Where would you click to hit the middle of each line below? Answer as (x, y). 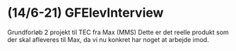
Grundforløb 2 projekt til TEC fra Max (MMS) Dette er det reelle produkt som (118, 32)
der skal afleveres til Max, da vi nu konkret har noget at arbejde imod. (108, 39)
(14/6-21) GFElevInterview (85, 13)
